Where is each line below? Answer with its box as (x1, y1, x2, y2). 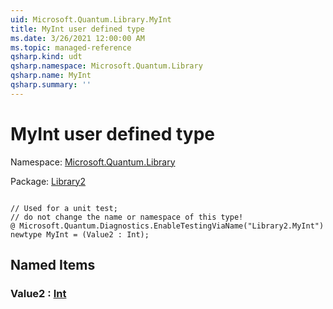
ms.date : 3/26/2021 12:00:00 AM (10, 33, 145, 43)
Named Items (10, 257, 96, 274)
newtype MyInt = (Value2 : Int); (10, 229, 150, 240)
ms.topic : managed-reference (10, 42, 132, 53)
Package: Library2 (10, 175, 86, 187)
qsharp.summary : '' (10, 80, 92, 90)
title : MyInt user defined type (10, 24, 145, 34)
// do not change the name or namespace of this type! (10, 212, 244, 222)
